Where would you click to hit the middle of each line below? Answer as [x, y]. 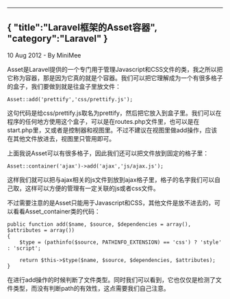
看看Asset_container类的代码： [56, 211]
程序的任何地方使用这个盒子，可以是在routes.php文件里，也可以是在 [103, 121]
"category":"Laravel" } [57, 39]
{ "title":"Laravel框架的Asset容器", [82, 28]
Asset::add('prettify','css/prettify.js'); [70, 99]
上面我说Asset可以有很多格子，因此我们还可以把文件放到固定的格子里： [108, 153]
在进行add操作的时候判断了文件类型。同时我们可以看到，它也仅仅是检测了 [112, 279]
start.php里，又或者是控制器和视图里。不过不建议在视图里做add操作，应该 [112, 130]
